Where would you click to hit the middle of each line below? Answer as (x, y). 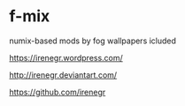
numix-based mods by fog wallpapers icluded (93, 41)
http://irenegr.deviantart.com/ (63, 75)
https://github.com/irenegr (58, 92)
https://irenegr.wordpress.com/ (66, 57)
